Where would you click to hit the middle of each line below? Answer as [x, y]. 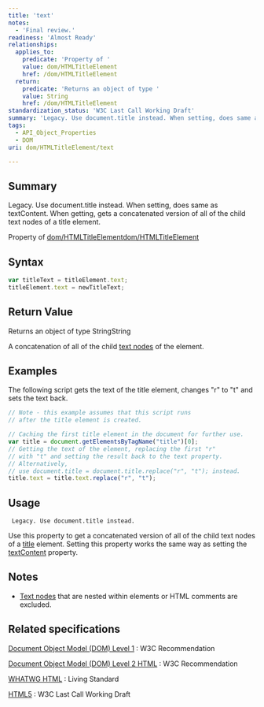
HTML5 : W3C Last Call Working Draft [70, 694]
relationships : [33, 45]
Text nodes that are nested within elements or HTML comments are [128, 596]
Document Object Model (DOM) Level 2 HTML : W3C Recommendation [123, 664]
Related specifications [64, 629]
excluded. [35, 605]
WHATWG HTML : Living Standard [64, 679]
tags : [17, 125]
